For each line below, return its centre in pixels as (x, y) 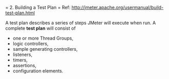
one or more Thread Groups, (43, 38)
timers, (20, 60)
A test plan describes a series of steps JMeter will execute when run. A (81, 23)
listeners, (22, 54)
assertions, (25, 65)
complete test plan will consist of (41, 28)
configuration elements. (38, 71)
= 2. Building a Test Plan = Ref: (38, 7)
